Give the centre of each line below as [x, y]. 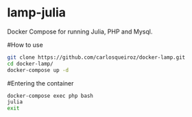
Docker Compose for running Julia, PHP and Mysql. [80, 31]
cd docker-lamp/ [30, 64]
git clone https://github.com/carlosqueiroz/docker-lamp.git [96, 57]
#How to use [25, 44]
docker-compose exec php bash [50, 96]
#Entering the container [40, 83]
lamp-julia [37, 13]
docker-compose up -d [38, 70]
